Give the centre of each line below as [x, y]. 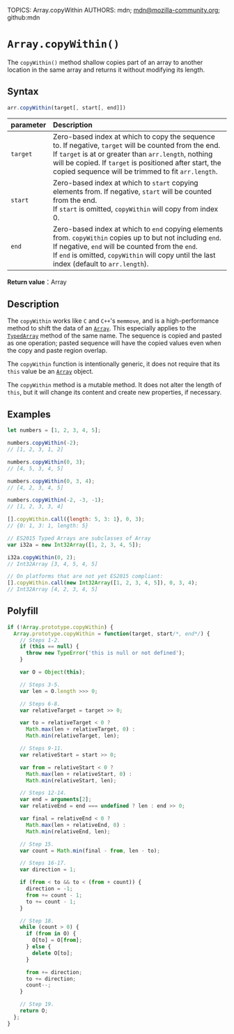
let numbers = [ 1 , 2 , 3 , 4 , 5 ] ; [54, 431]
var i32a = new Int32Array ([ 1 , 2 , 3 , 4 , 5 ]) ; [75, 545]
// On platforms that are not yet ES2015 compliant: [85, 577]
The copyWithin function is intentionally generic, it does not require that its [114, 364]
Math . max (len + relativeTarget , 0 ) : [80, 729]
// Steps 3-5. [40, 685]
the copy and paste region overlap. [57, 351]
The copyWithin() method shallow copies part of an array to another [105, 62]
